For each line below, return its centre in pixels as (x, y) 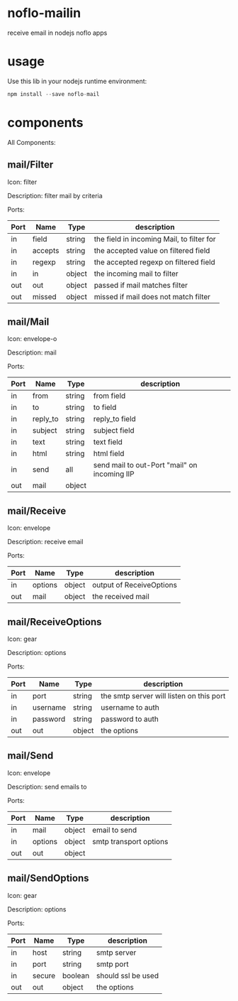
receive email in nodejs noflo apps (57, 33)
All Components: (32, 142)
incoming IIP (114, 474)
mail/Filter (30, 165)
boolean (76, 975)
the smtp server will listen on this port (163, 696)
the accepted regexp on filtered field (155, 262)
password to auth (130, 719)
